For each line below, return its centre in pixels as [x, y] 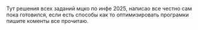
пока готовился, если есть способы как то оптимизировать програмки [98, 15]
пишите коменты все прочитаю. [48, 21]
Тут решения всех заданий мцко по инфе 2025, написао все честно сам [99, 9]
